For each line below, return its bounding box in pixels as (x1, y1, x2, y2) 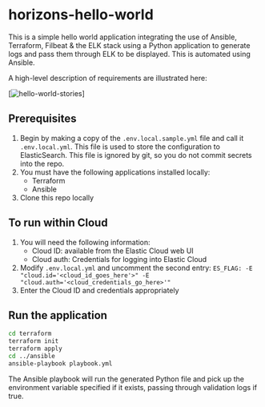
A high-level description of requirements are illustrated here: (8, 73, 207, 83)
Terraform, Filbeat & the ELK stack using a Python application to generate (8, 40, 251, 50)
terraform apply (8, 345, 62, 353)
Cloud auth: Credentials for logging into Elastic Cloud (31, 254, 207, 264)
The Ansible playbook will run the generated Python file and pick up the (8, 374, 245, 384)
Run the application (8, 308, 108, 322)
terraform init (8, 337, 59, 345)
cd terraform (8, 330, 52, 338)
